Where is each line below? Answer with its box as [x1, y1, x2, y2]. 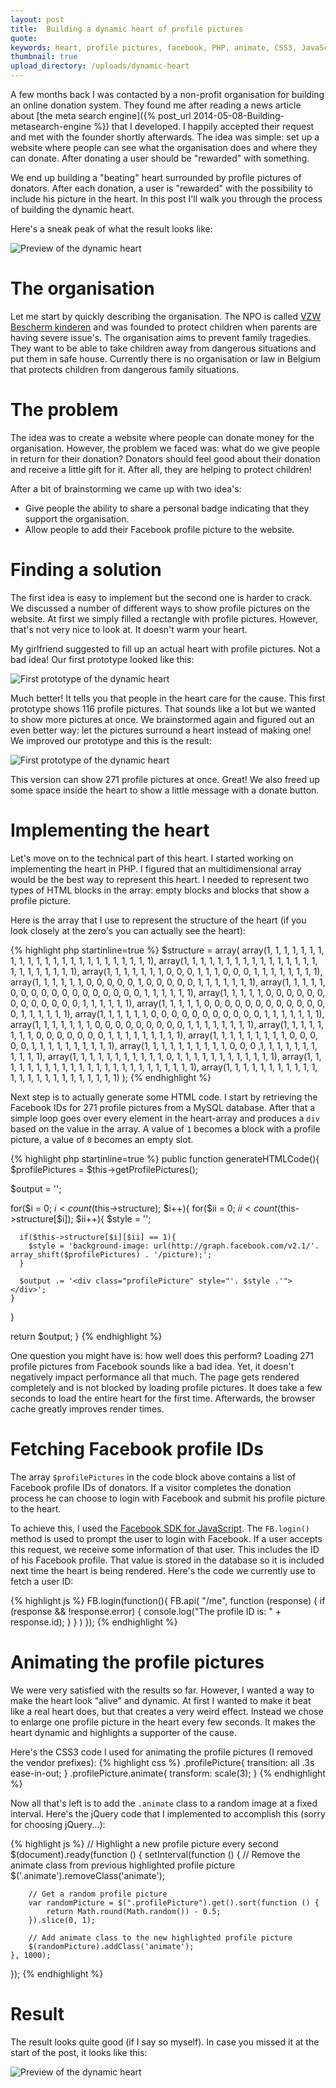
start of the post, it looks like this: [10, 2046, 148, 2058]
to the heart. [10, 1502, 62, 1515]
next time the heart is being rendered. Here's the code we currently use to [10, 1564, 316, 1576]
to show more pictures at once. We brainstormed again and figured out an [10, 713, 315, 725]
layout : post [10, 14, 65, 25]
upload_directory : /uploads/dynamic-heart [10, 61, 190, 71]
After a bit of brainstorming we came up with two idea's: [10, 482, 242, 495]
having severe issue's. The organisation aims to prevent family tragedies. [10, 331, 312, 343]
